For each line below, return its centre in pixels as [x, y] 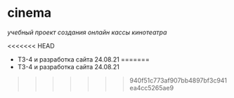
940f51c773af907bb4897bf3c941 [178, 80]
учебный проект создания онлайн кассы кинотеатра [87, 32]
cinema [29, 13]
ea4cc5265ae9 [152, 87]
